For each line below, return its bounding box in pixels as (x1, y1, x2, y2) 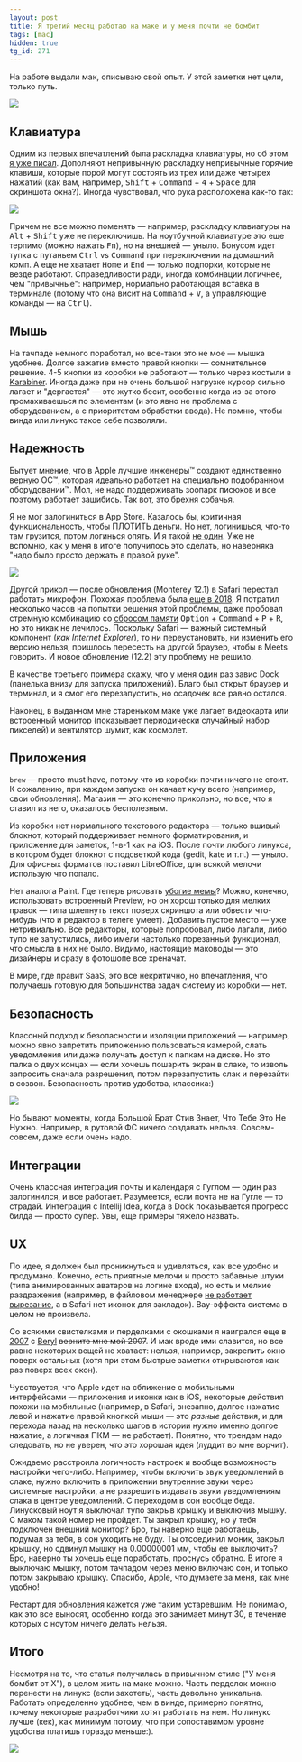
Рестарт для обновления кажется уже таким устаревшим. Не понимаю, (9, 1599, 288, 1610)
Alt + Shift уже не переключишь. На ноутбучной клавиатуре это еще (9, 230, 285, 241)
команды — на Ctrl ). (9, 297, 93, 308)
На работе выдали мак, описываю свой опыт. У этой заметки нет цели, (9, 71, 284, 82)
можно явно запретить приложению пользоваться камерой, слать (9, 1039, 268, 1051)
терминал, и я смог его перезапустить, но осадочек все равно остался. (9, 687, 287, 698)
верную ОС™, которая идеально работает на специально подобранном (9, 475, 285, 485)
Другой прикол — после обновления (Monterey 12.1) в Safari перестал (9, 584, 279, 595)
